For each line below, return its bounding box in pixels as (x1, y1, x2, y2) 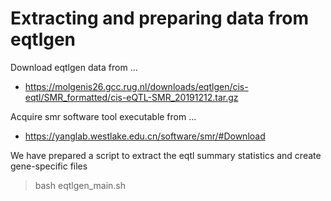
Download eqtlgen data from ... (10, 61, 138, 73)
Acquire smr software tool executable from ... (10, 110, 197, 122)
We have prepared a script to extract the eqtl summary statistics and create (10, 149, 322, 161)
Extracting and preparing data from (10, 7, 310, 30)
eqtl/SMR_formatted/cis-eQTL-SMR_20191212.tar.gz (24, 91, 239, 103)
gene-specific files (10, 160, 88, 172)
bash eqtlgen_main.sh (34, 179, 127, 191)
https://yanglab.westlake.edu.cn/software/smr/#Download (24, 130, 266, 142)
